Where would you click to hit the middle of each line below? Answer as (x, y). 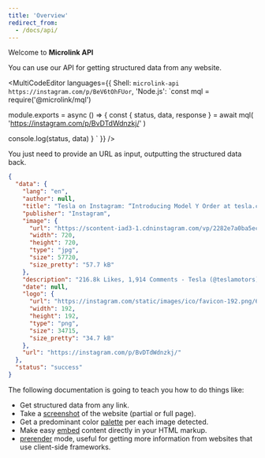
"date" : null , (45, 287)
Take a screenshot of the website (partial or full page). (108, 413)
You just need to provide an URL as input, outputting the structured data (125, 154)
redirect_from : (33, 23)
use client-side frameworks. (65, 447)
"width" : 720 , (52, 236)
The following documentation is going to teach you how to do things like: (126, 389)
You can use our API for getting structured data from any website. (115, 68)
